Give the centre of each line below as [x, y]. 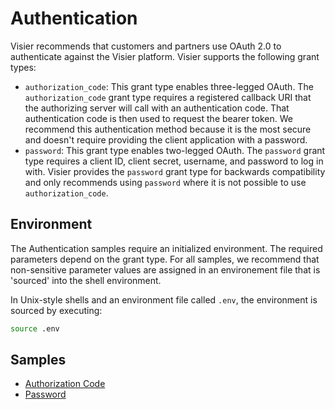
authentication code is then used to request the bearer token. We [158, 118]
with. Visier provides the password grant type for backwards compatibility [175, 171]
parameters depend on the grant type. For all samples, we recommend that [165, 259]
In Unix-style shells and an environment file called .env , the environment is [164, 299]
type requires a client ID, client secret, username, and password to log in [174, 161]
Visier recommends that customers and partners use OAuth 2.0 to [146, 46]
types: [23, 67]
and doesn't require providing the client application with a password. [166, 139]
